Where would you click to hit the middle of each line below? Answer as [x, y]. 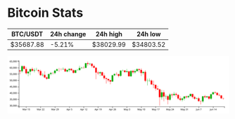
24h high [109, 34]
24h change [68, 34]
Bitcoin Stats [45, 13]
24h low [148, 34]
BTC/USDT [27, 34]
